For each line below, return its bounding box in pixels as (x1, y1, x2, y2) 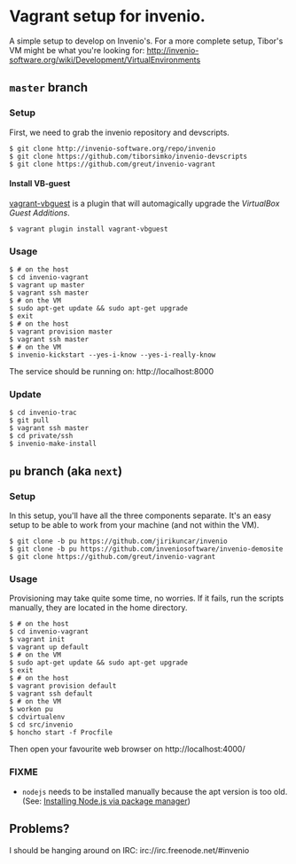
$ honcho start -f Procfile (9, 728, 113, 737)
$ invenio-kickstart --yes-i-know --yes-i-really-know (9, 350, 216, 360)
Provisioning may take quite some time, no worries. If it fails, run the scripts (9, 593, 284, 604)
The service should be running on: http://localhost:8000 (9, 366, 214, 377)
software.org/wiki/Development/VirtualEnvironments (9, 54, 201, 65)
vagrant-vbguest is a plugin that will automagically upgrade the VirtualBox (9, 198, 280, 208)
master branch (9, 80, 89, 95)
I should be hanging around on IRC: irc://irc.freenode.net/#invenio (9, 844, 250, 855)
